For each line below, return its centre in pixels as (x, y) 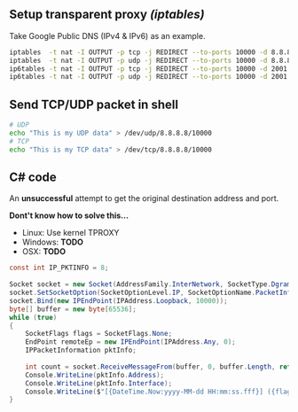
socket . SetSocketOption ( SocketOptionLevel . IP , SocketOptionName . (132, 293)
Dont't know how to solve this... (69, 215)
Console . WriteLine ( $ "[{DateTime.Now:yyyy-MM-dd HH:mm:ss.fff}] (145, 392)
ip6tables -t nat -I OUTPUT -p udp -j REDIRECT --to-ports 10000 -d (138, 77)
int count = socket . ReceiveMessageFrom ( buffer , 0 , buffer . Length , (150, 367)
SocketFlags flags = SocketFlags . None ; (99, 334)
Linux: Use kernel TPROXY (71, 233)
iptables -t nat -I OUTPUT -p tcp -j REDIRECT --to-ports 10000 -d (138, 52)
